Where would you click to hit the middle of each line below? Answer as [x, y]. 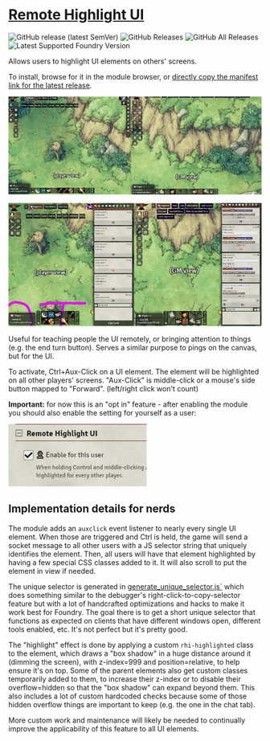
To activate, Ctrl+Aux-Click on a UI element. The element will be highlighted [134, 371]
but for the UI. [31, 356]
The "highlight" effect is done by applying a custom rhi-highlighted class [131, 645]
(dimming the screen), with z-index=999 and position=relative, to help [124, 661]
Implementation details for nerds [92, 509]
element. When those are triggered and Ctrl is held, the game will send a [128, 537]
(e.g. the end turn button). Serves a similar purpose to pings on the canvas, [133, 347]
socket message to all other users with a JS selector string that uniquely [128, 545]
